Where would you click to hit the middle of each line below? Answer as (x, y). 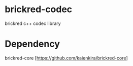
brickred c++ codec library (33, 23)
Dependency (32, 44)
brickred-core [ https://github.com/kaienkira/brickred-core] (66, 58)
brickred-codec (39, 9)
